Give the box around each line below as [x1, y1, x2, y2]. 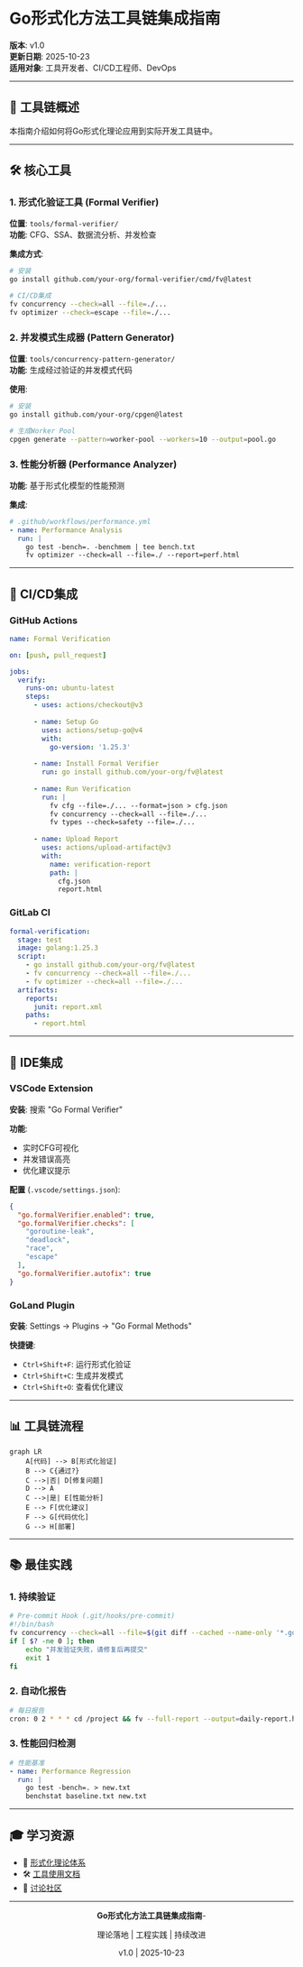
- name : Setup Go [32, 717, 99, 726]
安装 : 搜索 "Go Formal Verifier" [9, 1104, 124, 1115]
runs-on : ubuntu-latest [25, 684, 115, 693]
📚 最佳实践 [9, 1558, 73, 1573]
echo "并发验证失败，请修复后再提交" [25, 1645, 149, 1654]
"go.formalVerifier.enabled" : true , [17, 1210, 155, 1219]
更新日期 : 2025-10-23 [9, 51, 90, 61]
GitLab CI [9, 906, 51, 919]
